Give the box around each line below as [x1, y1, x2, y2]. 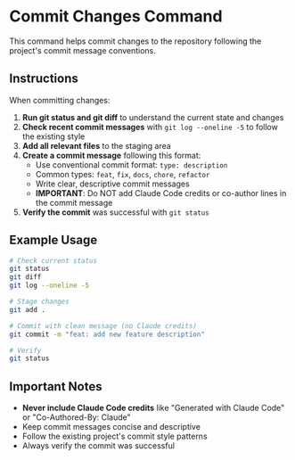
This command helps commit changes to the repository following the [9, 36, 262, 46]
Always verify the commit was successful [21, 440, 176, 451]
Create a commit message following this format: [21, 150, 201, 160]
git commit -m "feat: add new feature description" [9, 330, 205, 339]
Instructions [9, 71, 78, 86]
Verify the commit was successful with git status [21, 207, 209, 218]
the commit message [35, 197, 113, 208]
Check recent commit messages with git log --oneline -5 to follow [21, 121, 278, 132]
